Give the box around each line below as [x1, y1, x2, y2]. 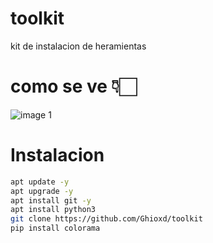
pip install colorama [10, 223, 101, 234]
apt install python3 [10, 205, 97, 215]
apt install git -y [10, 195, 92, 206]
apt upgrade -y [10, 186, 74, 196]
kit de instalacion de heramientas [10, 40, 147, 52]
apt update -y [10, 177, 70, 187]
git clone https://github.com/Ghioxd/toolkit [10, 214, 203, 224]
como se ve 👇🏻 [10, 75, 137, 98]
